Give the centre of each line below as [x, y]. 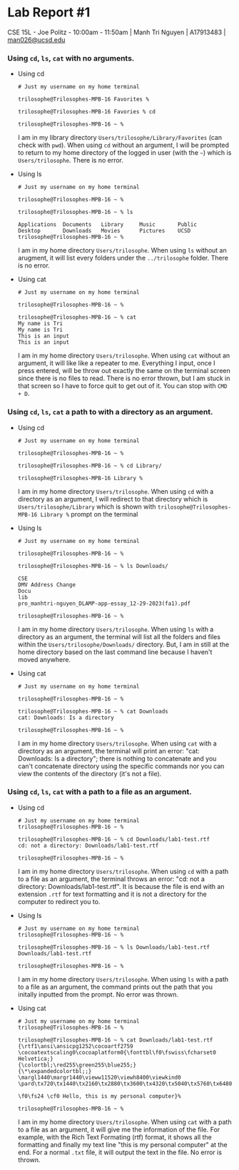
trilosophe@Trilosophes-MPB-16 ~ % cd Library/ [90, 466]
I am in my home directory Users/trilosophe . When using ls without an [122, 250]
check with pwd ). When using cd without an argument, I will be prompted [123, 145]
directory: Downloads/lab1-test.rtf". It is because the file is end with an [121, 886]
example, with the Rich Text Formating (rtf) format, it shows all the [115, 1137]
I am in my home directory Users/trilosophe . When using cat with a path [124, 1121]
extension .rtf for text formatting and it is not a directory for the [112, 894]
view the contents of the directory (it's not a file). [90, 773]
